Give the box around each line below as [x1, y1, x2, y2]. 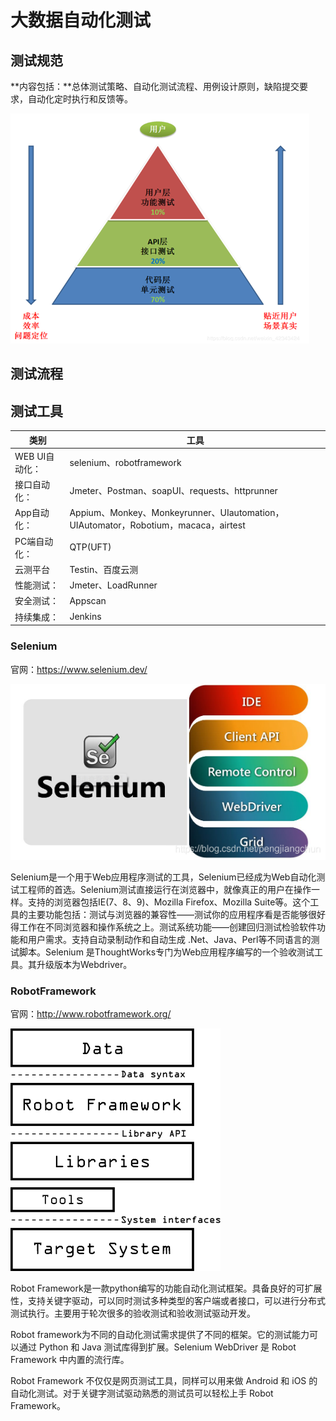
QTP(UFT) [69, 541, 112, 553]
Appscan [69, 594, 107, 606]
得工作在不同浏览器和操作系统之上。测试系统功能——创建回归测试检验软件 [10, 921, 317, 933]
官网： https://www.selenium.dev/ [10, 663, 148, 675]
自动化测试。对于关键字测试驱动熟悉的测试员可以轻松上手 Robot [10, 1387, 274, 1400]
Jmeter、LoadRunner [69, 579, 158, 591]
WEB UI [14, 450, 47, 462]
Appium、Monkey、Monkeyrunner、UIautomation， [69, 507, 285, 519]
